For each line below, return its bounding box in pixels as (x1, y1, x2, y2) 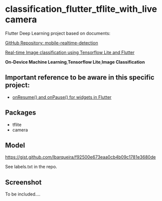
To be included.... (5, 191, 40, 197)
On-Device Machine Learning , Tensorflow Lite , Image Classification (5, 59, 145, 65)
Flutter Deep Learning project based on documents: (5, 30, 111, 36)
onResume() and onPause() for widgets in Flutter (12, 94, 112, 100)
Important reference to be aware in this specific (5, 73, 155, 82)
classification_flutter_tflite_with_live (5, 3, 157, 15)
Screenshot (5, 178, 42, 186)
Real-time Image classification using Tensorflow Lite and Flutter (5, 49, 135, 55)
